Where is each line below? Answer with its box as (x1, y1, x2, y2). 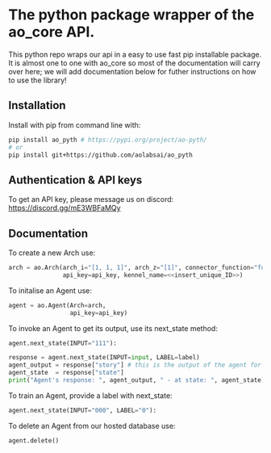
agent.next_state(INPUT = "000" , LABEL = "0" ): (8, 406, 157, 414)
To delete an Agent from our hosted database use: (8, 421, 176, 430)
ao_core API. (8, 23, 95, 41)
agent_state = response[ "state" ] (8, 369, 125, 377)
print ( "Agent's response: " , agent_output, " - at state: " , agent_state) (8, 376, 265, 384)
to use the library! (8, 75, 67, 85)
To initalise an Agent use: (8, 285, 93, 296)
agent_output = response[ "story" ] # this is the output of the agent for (8, 361, 262, 369)
